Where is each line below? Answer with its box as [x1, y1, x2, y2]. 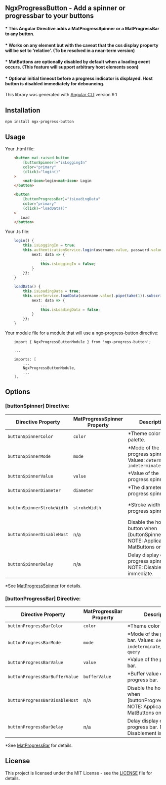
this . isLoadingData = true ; [23, 289, 81, 294]
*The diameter [127, 483, 162, 490]
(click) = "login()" [23, 169, 61, 174]
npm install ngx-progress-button [5, 119, 74, 124]
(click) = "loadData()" [23, 206, 68, 211]
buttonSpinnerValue [7, 473, 53, 479]
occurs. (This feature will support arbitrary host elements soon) [5, 64, 139, 70]
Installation [5, 106, 41, 115]
